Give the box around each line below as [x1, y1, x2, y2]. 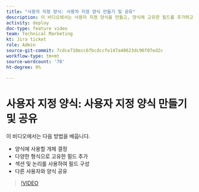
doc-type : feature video [6, 25, 68, 32]
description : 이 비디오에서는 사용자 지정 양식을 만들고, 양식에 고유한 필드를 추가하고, [6, 14, 196, 20]
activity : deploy [6, 20, 49, 26]
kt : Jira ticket [6, 36, 46, 42]
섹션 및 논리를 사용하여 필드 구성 [14, 160, 90, 168]
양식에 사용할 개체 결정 [14, 145, 68, 153]
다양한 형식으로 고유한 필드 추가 [14, 153, 88, 160]
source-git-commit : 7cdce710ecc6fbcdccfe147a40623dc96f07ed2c [6, 48, 163, 54]
